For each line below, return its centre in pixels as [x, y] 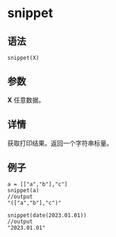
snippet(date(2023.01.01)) [47, 216]
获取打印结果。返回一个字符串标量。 [60, 143]
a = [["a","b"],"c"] [38, 184]
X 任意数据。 [26, 100]
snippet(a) [23, 191]
